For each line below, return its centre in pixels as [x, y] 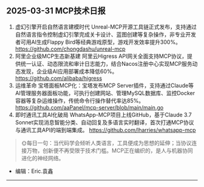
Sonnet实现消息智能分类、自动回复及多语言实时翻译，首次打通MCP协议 [104, 122]
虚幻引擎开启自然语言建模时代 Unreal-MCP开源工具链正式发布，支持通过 [106, 27]
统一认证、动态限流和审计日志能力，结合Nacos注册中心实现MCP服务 [106, 63]
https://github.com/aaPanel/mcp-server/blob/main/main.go [89, 107]
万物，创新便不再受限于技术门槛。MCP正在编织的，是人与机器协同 [110, 150]
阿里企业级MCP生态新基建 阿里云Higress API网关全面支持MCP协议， [101, 56]
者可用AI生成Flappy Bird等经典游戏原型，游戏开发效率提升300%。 [98, 42]
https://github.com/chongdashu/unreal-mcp [70, 49]
